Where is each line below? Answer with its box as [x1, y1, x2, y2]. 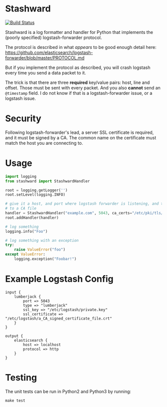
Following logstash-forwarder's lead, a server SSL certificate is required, [5, 129, 154, 135]
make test [5, 398, 26, 403]
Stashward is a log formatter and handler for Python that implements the [5, 29, 153, 35]
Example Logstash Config [5, 273, 114, 285]
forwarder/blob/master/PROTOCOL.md [5, 54, 84, 60]
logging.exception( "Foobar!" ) [14, 257, 77, 262]
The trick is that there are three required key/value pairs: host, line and [5, 79, 150, 85]
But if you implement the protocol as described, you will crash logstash [5, 64, 151, 70]
